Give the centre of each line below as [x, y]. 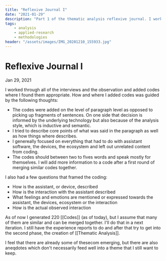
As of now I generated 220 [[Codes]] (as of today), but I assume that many [81, 217]
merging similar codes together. [45, 167]
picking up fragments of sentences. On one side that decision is [77, 115]
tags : [11, 23]
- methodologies [31, 38]
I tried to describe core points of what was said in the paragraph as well [85, 130]
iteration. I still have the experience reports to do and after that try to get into [83, 227]
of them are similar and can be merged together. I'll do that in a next [74, 222]
